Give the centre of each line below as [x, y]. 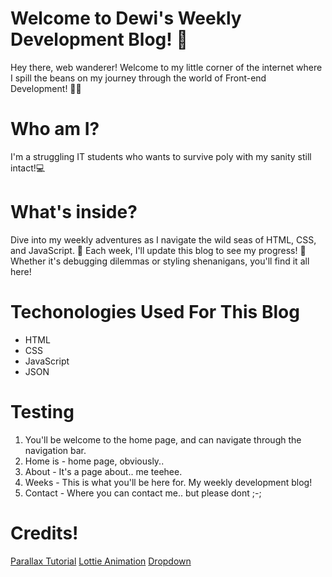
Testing [42, 411]
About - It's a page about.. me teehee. [103, 471]
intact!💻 [28, 168]
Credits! [44, 533]
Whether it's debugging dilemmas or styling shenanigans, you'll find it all [160, 261]
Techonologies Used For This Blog [155, 312]
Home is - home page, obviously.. [94, 461]
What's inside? [74, 212]
